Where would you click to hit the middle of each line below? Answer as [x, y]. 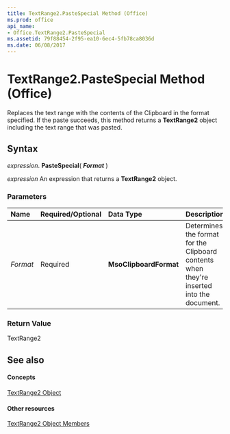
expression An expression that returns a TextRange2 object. [92, 178]
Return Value [29, 323]
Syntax [23, 149]
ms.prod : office [30, 20]
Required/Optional [71, 215]
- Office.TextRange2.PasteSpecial [56, 33]
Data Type [125, 215]
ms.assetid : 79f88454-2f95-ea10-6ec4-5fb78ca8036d [81, 39]
